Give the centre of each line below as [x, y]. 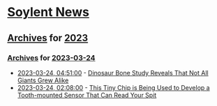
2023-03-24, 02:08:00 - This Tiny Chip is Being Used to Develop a [114, 87]
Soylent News [48, 12]
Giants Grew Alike [43, 80]
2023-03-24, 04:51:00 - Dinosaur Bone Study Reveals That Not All [113, 73]
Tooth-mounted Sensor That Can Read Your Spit [87, 95]
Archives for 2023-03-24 [51, 58]
